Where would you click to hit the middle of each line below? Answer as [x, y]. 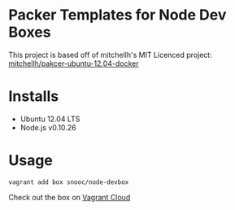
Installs [34, 96]
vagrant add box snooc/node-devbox [69, 182]
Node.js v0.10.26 [48, 127]
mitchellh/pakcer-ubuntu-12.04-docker [74, 63]
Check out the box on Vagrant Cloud [70, 197]
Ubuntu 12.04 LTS [50, 119]
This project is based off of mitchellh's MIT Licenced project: [111, 55]
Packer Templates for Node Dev [117, 15]
